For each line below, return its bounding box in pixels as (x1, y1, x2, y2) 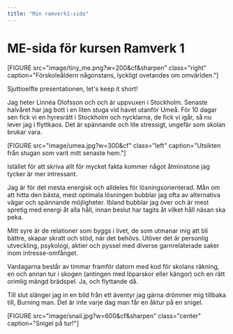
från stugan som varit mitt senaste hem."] (7, 148, 126, 157)
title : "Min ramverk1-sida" (7, 10, 89, 17)
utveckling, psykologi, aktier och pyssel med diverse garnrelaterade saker (7, 241, 220, 249)
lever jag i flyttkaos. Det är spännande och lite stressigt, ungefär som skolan (7, 120, 226, 129)
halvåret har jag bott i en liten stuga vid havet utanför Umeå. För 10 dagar (7, 106, 218, 114)
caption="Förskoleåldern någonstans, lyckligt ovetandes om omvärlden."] (7, 71, 219, 79)
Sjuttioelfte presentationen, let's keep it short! (7, 85, 138, 93)
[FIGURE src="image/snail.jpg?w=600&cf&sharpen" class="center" (7, 312, 202, 320)
